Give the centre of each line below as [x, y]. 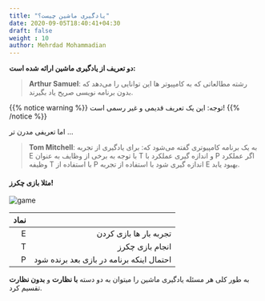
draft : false [31, 30]
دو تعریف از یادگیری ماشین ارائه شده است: [72, 68]
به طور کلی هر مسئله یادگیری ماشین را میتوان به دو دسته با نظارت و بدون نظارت [129, 279]
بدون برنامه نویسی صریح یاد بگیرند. [81, 92]
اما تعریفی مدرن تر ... [42, 132]
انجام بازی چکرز [144, 247]
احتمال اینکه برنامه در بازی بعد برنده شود [102, 259]
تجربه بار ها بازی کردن [134, 234]
